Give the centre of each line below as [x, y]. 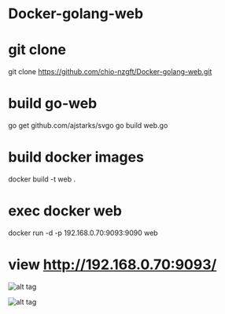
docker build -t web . [42, 179]
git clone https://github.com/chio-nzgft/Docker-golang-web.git [110, 72]
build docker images [76, 157]
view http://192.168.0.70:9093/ [112, 265]
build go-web [53, 104]
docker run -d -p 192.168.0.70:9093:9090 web [83, 233]
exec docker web [65, 211]
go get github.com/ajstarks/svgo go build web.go [88, 125]
